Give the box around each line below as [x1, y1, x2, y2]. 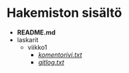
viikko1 [27, 43, 47, 51]
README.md [16, 28, 56, 36]
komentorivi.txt [38, 51, 82, 59]
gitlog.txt [38, 58, 64, 66]
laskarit [16, 35, 39, 44]
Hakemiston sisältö [6, 5, 122, 21]
